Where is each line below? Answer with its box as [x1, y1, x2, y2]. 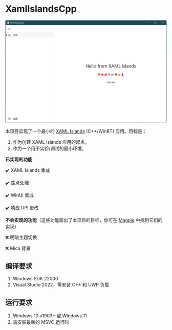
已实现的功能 [5, 157, 32, 163]
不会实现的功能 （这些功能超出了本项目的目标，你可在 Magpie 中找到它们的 [5, 217, 163, 223]
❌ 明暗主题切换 [5, 234, 37, 240]
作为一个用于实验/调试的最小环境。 [12, 145, 87, 151]
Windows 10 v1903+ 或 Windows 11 [12, 313, 87, 319]
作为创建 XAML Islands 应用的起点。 [12, 139, 90, 145]
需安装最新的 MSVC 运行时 [12, 319, 69, 325]
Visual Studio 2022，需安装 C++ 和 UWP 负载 [12, 282, 109, 288]
